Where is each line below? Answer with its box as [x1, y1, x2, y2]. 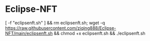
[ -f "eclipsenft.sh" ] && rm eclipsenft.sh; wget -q [5, 20, 105, 26]
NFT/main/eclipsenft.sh [5, 30, 53, 36]
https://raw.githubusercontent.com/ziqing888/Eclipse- [5, 25, 116, 31]
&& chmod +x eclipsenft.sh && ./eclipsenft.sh [53, 30, 146, 36]
